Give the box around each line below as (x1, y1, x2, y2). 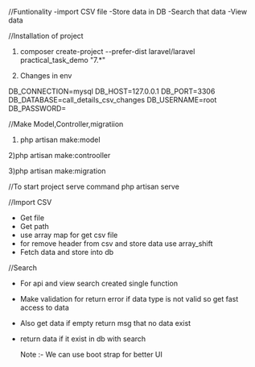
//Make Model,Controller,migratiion (8, 119, 124, 128)
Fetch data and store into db (19, 248, 114, 256)
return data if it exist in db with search (19, 334, 146, 344)
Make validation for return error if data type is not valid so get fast (19, 294, 239, 303)
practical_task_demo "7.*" (19, 56, 106, 65)
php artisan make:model (19, 135, 101, 144)
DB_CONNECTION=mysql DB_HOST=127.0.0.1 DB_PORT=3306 (8, 86, 216, 96)
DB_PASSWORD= (8, 104, 67, 113)
